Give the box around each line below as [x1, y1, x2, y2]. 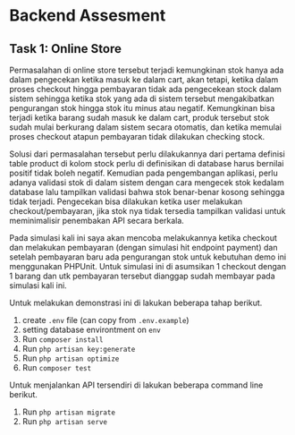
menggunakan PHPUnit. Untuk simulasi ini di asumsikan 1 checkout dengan [9, 261, 286, 271]
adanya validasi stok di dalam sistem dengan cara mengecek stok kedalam [9, 177, 284, 188]
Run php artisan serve [21, 416, 107, 426]
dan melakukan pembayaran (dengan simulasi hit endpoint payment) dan [9, 243, 278, 252]
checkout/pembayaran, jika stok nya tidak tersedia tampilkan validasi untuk [9, 206, 286, 216]
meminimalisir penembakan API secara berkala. [9, 216, 185, 226]
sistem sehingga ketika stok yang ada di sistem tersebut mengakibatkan [9, 93, 274, 104]
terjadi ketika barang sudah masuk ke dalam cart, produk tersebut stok [9, 113, 270, 123]
